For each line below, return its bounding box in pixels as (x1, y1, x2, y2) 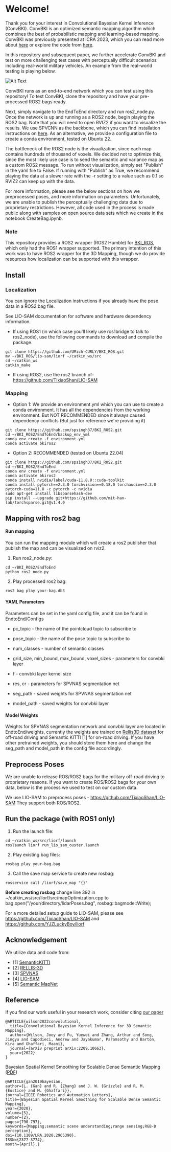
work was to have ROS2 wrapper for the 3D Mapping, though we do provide (5, 251, 165, 257)
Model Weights (5, 712, 38, 718)
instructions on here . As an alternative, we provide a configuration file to (5, 130, 157, 136)
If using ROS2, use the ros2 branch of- (12, 371, 94, 377)
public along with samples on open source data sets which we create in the (5, 210, 164, 216)
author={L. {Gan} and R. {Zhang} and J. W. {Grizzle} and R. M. (5, 1083, 145, 1089)
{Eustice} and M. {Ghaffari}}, (5, 1088, 72, 1093)
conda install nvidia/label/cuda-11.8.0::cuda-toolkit (5, 478, 125, 483)
